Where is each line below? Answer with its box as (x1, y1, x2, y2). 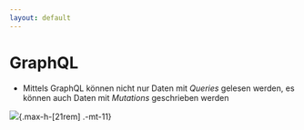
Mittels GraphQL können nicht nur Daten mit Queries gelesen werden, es (22, 83, 295, 94)
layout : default (9, 13, 71, 23)
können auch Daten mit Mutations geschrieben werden (22, 92, 229, 103)
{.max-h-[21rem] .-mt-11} (18, 111, 112, 122)
